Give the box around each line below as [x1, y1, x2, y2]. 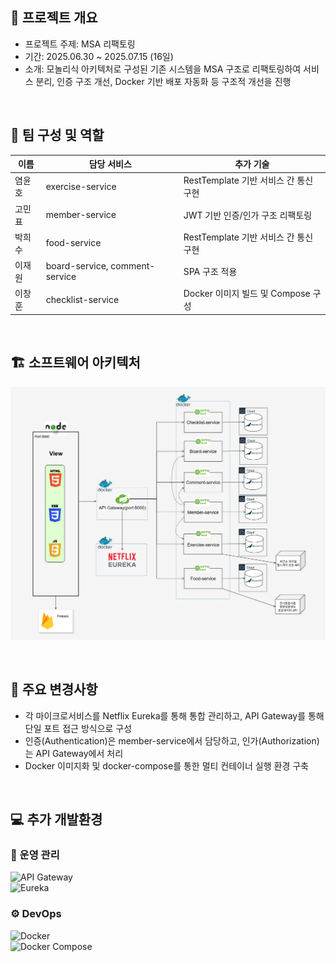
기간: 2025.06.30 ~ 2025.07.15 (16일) [24, 50, 174, 62]
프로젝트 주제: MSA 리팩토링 [24, 38, 136, 50]
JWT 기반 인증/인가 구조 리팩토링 [183, 209, 313, 221]
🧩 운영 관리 [10, 848, 60, 862]
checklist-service [45, 293, 120, 305]
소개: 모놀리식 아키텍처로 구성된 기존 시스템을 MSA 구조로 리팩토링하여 [24, 63, 302, 75]
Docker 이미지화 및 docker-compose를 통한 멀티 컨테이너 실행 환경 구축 [24, 759, 309, 772]
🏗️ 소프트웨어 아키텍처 [10, 354, 141, 372]
